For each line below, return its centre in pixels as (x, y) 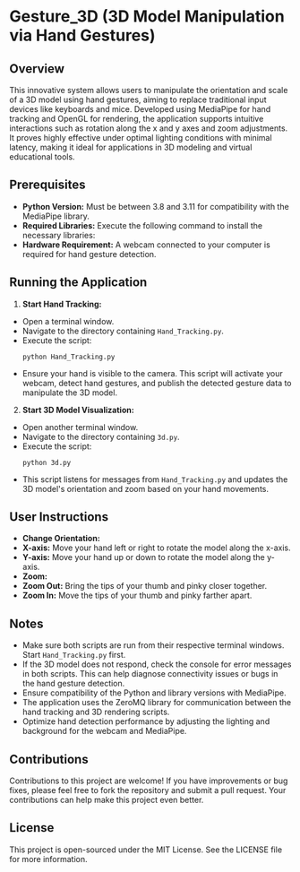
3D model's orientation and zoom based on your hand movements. (145, 488)
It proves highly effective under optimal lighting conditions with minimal (141, 138)
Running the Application (78, 283)
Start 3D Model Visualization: (78, 410)
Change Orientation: (61, 539)
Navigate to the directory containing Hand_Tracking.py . (123, 331)
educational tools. (42, 157)
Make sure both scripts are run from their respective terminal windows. (153, 645)
